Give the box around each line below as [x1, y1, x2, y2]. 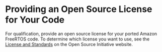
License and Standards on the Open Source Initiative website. [5, 41, 133, 47]
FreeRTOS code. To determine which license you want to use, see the [5, 36, 150, 42]
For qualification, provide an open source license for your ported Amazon [5, 30, 157, 36]
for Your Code [5, 14, 65, 25]
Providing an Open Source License [5, 3, 152, 15]
